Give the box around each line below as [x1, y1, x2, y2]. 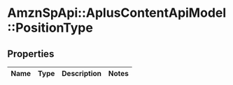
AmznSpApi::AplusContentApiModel [7, 5, 227, 21]
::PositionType [7, 20, 93, 36]
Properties [7, 48, 55, 60]
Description [62, 69, 101, 78]
